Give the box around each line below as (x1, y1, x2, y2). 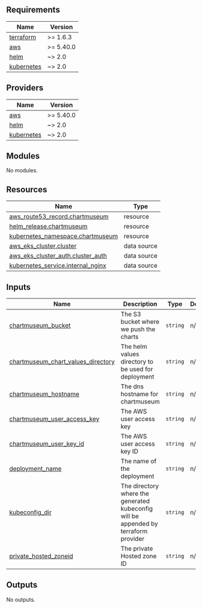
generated (120, 497, 150, 505)
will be (120, 512, 139, 520)
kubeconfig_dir (9, 508, 52, 517)
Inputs (6, 282, 31, 292)
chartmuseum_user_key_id (9, 440, 84, 448)
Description (123, 300, 158, 308)
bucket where (120, 318, 160, 326)
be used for (120, 365, 153, 373)
